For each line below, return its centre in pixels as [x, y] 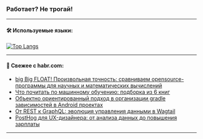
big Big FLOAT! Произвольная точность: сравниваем [82, 79]
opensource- [168, 79]
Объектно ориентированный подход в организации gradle [90, 98]
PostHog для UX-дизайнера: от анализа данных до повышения [96, 117]
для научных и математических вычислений [105, 85]
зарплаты [27, 124]
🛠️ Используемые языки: [40, 30]
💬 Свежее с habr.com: [35, 66]
